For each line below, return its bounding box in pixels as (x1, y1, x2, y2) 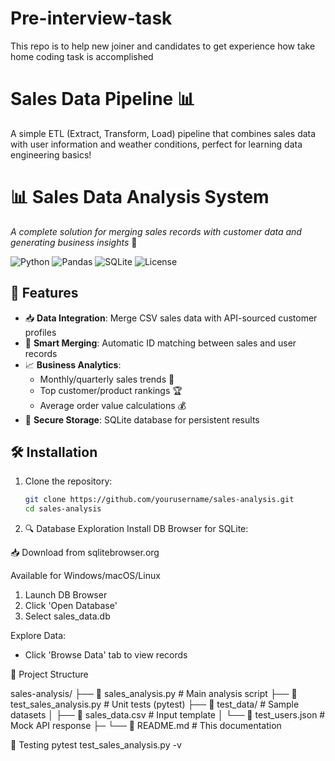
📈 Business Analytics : (24, 358, 122, 371)
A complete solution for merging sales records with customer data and (10, 225, 302, 237)
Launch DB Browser (24, 589, 108, 601)
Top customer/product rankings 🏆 (39, 384, 183, 396)
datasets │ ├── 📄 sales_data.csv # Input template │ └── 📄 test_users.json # (10, 709, 326, 721)
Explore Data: (10, 630, 67, 642)
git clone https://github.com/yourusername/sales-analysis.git (24, 495, 295, 505)
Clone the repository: (24, 475, 113, 487)
